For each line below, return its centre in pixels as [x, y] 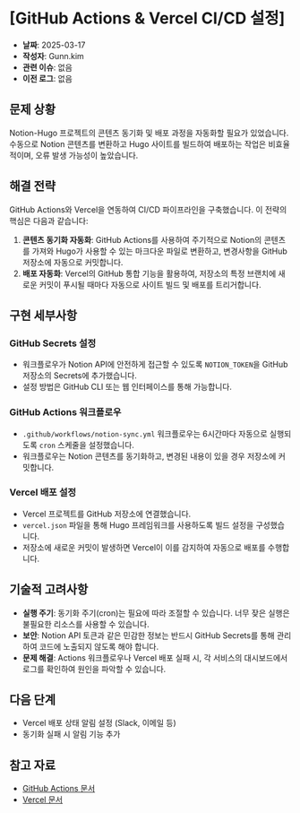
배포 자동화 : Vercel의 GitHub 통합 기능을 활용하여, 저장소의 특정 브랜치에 [149, 273]
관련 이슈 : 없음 [47, 67]
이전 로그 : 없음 [47, 78]
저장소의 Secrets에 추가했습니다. [79, 376]
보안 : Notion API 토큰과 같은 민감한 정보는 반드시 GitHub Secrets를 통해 [148, 635]
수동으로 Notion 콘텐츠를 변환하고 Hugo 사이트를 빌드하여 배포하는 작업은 [138, 143]
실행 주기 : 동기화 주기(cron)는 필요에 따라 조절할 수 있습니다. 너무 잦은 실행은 [156, 613]
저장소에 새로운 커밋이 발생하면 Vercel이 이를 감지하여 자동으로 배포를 [144, 547]
